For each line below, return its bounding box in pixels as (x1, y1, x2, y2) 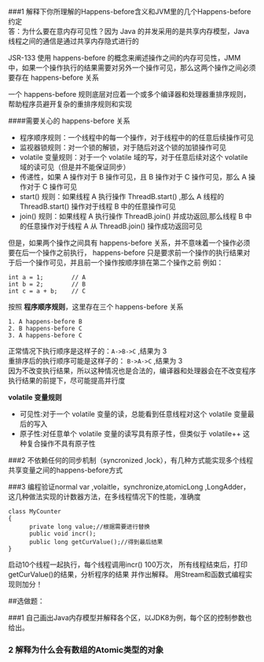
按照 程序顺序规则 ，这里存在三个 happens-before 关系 (8, 302, 184, 311)
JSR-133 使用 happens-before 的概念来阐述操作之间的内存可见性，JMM (8, 54, 241, 62)
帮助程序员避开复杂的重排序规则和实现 (8, 99, 132, 109)
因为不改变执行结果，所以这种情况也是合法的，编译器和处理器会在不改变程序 (8, 366, 256, 375)
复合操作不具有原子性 (26, 439, 96, 448)
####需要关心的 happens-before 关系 (8, 116, 130, 125)
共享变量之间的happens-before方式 (8, 465, 123, 475)
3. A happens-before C (8, 331, 82, 339)
